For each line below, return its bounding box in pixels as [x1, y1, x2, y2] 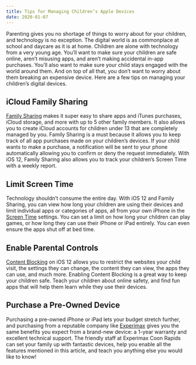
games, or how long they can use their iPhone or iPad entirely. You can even [6, 220, 190, 227]
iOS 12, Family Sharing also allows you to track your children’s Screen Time [6, 156, 187, 163]
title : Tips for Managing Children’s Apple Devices [6, 8, 135, 15]
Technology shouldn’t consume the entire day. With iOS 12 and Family [6, 195, 174, 202]
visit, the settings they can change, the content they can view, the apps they [6, 264, 190, 271]
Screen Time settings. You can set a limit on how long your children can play [6, 213, 190, 220]
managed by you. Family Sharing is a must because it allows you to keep [6, 131, 181, 138]
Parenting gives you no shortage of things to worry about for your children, [6, 30, 187, 37]
